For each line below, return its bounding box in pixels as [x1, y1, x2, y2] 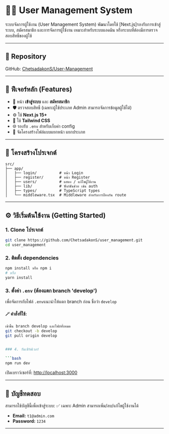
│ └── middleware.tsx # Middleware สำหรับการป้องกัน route [5, 193, 127, 198]
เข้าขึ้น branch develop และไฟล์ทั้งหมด [5, 324, 71, 329]
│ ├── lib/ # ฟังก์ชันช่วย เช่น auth [5, 184, 98, 189]
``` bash [5, 356, 22, 361]
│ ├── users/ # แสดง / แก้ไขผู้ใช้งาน [5, 179, 97, 185]
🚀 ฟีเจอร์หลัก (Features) [5, 85, 72, 94]
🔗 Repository [5, 52, 47, 61]
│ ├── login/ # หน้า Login [5, 171, 83, 176]
